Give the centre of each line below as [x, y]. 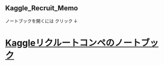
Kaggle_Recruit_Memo [42, 8]
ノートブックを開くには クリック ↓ [42, 21]
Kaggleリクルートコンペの [60, 43]
